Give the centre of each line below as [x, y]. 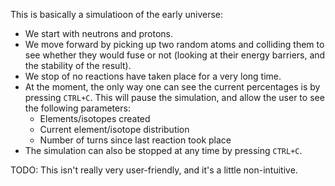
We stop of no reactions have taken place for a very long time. [153, 76]
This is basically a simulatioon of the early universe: [117, 14]
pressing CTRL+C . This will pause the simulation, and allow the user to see [174, 97]
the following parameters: [77, 108]
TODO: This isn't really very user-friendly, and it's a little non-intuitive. [154, 170]
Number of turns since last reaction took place [135, 140]
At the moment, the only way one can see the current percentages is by [172, 87]
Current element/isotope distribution [114, 129]
